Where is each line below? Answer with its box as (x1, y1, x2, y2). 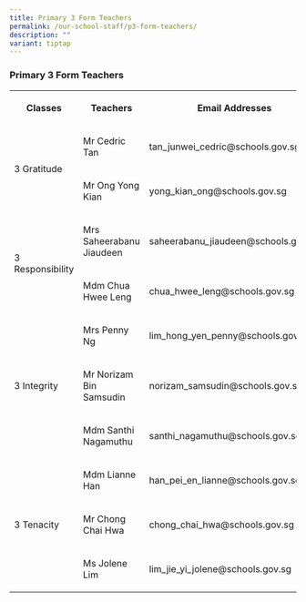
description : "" (9, 30, 71, 39)
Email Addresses (197, 101, 272, 114)
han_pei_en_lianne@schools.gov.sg (148, 474, 301, 486)
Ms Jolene (82, 556, 127, 569)
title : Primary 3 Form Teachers (9, 13, 132, 23)
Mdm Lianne (82, 468, 137, 481)
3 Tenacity (14, 518, 60, 531)
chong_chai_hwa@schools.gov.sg (148, 518, 294, 531)
